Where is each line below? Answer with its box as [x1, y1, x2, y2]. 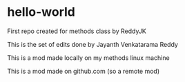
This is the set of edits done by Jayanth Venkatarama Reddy [7, 40, 178, 48]
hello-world [7, 4, 76, 20]
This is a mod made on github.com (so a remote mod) [7, 67, 160, 75]
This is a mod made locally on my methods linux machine [7, 53, 171, 62]
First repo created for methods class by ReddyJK [7, 27, 146, 35]
